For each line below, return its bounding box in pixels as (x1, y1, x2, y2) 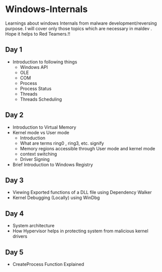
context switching (20, 151, 57, 157)
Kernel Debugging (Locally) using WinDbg (12, 195, 100, 201)
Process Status (20, 85, 52, 92)
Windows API (20, 64, 48, 70)
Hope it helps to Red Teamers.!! (5, 31, 70, 37)
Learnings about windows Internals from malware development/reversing (5, 20, 157, 26)
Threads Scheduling (20, 96, 62, 102)
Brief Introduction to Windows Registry (12, 161, 93, 167)
